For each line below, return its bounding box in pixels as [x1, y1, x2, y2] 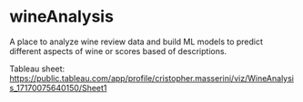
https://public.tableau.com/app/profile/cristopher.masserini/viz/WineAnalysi [9, 72, 294, 83]
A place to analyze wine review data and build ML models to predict [9, 36, 264, 47]
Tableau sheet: [9, 63, 66, 74]
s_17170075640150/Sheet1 [9, 82, 107, 93]
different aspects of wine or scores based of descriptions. [9, 45, 227, 56]
